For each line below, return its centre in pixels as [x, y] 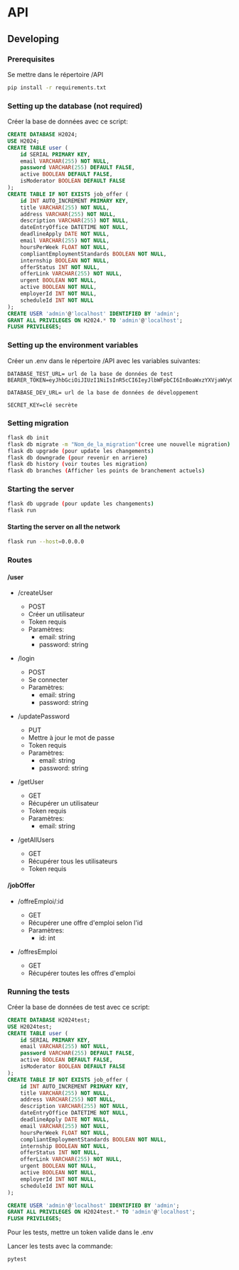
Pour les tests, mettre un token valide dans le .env [80, 1232]
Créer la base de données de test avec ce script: [79, 1007]
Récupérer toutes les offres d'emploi [82, 973]
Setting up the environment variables [73, 345]
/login [26, 659]
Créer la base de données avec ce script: [68, 121]
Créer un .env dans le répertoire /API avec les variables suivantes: [104, 360]
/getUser [31, 782]
